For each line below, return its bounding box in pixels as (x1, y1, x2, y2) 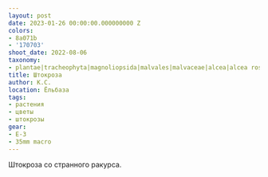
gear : (8, 123, 26, 131)
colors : (8, 26, 34, 34)
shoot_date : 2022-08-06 (8, 49, 88, 57)
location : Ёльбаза (8, 85, 69, 94)
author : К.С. (8, 78, 52, 86)
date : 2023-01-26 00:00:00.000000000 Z (8, 19, 141, 27)
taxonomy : (8, 57, 41, 65)
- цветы (8, 108, 34, 116)
